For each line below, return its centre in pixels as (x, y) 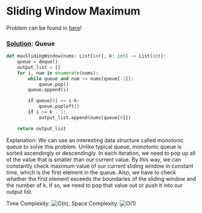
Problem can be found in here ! (44, 28)
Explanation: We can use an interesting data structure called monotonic (95, 140)
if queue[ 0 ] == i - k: (54, 101)
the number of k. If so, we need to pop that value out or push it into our (95, 185)
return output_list (42, 128)
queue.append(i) (48, 90)
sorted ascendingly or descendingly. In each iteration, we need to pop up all (101, 153)
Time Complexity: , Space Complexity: (63, 203)
